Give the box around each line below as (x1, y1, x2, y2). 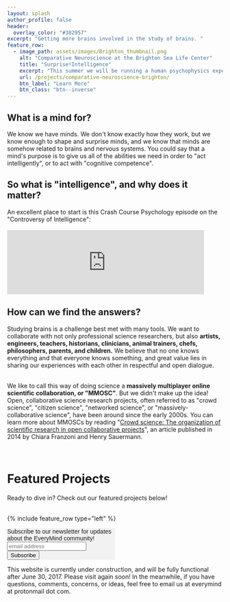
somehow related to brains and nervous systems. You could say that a (7, 145, 205, 153)
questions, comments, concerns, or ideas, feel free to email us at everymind (7, 579, 222, 588)
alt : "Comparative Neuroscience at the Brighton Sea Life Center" (19, 55, 213, 62)
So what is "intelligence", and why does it (7, 179, 188, 190)
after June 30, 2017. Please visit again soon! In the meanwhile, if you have (7, 573, 215, 581)
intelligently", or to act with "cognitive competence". (7, 159, 154, 167)
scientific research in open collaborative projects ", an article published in (7, 425, 213, 434)
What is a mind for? (7, 112, 92, 123)
